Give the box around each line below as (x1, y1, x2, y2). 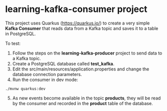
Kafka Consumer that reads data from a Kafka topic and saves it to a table (5, 25, 159, 31)
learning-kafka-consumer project (5, 3, 148, 15)
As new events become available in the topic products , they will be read (12, 95, 161, 101)
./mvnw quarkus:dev (5, 86, 46, 91)
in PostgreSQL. (5, 30, 36, 36)
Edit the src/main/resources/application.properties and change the (12, 66, 150, 72)
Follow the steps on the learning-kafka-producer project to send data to (12, 50, 163, 56)
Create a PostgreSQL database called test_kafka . (12, 60, 115, 66)
